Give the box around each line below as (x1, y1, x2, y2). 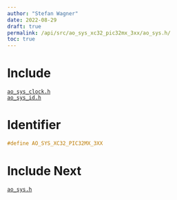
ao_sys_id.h (7, 94, 41, 101)
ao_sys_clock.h (7, 88, 51, 95)
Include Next (7, 163, 82, 179)
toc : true (7, 36, 36, 43)
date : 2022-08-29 (7, 17, 57, 23)
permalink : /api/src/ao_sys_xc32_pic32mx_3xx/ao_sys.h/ (7, 29, 171, 37)
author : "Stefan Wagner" (7, 10, 79, 17)
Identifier (7, 117, 61, 133)
